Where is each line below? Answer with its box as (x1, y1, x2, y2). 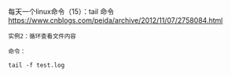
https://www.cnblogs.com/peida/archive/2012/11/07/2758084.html (8, 16, 223, 25)
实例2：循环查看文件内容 (8, 32, 76, 40)
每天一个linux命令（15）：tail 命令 (8, 7, 115, 16)
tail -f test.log (8, 61, 65, 69)
